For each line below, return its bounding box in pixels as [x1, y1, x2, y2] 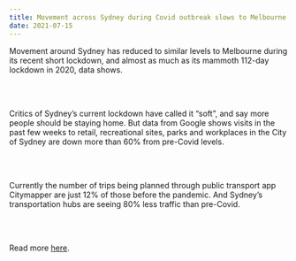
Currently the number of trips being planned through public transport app [9, 180, 277, 190]
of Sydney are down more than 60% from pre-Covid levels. [9, 136, 224, 147]
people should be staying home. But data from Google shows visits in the [9, 117, 276, 128]
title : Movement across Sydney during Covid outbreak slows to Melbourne [9, 12, 287, 22]
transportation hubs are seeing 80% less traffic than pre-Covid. [9, 198, 240, 209]
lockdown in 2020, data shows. [9, 64, 124, 75]
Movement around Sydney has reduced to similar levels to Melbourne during [9, 45, 288, 56]
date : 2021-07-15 [9, 21, 73, 30]
